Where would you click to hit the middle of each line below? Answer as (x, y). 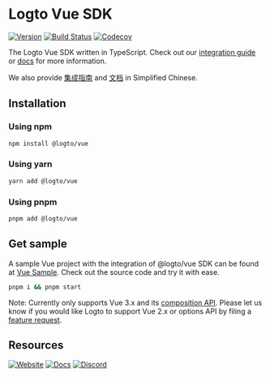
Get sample (38, 244)
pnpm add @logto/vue (43, 218)
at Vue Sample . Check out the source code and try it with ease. (114, 272)
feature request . (35, 319)
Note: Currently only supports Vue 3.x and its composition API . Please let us (135, 302)
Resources (36, 345)
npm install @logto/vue (49, 144)
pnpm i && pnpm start (45, 287)
